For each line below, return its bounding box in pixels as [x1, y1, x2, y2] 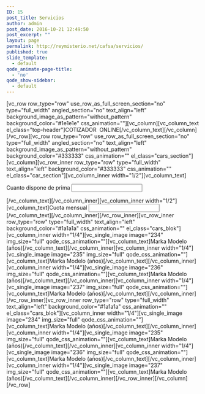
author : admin [6, 20, 43, 26]
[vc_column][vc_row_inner [6, 159, 73, 166]
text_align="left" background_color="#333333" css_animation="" [6, 165, 172, 172]
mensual [65, 204, 88, 211]
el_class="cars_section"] [130, 152, 193, 160]
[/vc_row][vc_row [6, 133, 51, 140]
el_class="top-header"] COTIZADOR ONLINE [6, 126, 120, 133]
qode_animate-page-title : [6, 66, 72, 72]
